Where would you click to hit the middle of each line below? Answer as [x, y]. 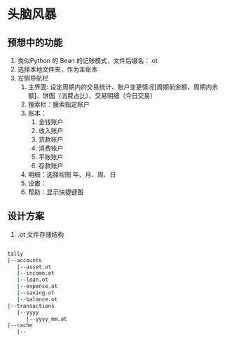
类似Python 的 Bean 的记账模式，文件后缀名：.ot [87, 61]
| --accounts [25, 260]
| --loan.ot [33, 280]
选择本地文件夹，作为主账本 [57, 69]
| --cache [20, 326]
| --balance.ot [37, 299]
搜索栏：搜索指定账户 [59, 104]
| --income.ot [35, 273]
